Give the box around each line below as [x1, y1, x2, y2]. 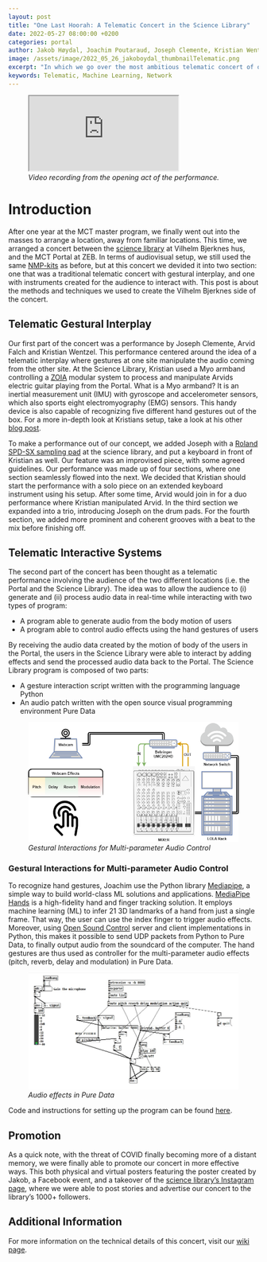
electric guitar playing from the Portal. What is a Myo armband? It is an [8, 380, 240, 390]
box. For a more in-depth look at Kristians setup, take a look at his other [8, 415, 243, 424]
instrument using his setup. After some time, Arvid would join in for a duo [8, 489, 247, 499]
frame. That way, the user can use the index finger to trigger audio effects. [8, 915, 253, 925]
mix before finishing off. [8, 523, 86, 532]
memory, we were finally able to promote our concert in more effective [8, 1159, 240, 1168]
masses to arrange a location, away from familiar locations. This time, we [8, 235, 248, 244]
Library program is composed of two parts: [8, 665, 149, 676]
